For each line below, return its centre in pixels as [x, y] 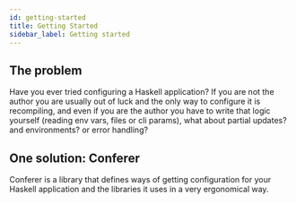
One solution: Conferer [75, 158]
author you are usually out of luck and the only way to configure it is [135, 101]
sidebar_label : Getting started [70, 34]
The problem [46, 70]
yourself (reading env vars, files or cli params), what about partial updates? [148, 121]
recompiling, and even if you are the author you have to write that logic [140, 111]
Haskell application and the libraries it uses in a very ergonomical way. [139, 189]
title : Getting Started [54, 26]
